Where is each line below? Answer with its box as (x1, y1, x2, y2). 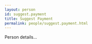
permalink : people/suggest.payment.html (4, 21, 89, 26)
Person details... (4, 34, 37, 40)
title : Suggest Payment (4, 16, 53, 21)
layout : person (4, 7, 36, 12)
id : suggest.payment (4, 12, 47, 17)
